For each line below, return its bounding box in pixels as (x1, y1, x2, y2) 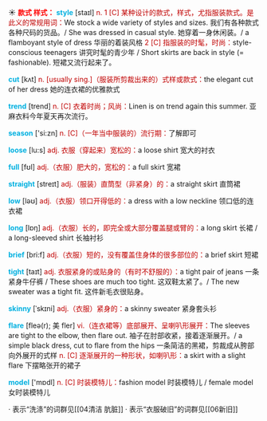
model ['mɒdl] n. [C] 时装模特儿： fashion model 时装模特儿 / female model (8, 378, 253, 387)
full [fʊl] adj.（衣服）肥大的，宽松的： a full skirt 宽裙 (8, 163, 181, 171)
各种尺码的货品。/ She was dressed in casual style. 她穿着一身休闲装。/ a (8, 28, 249, 37)
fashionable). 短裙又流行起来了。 (8, 57, 116, 67)
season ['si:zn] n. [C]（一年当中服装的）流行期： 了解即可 (8, 128, 197, 138)
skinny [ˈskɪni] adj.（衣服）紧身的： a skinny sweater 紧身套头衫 (8, 304, 218, 313)
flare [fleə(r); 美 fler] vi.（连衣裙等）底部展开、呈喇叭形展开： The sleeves (8, 321, 250, 330)
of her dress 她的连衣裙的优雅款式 (8, 85, 120, 94)
